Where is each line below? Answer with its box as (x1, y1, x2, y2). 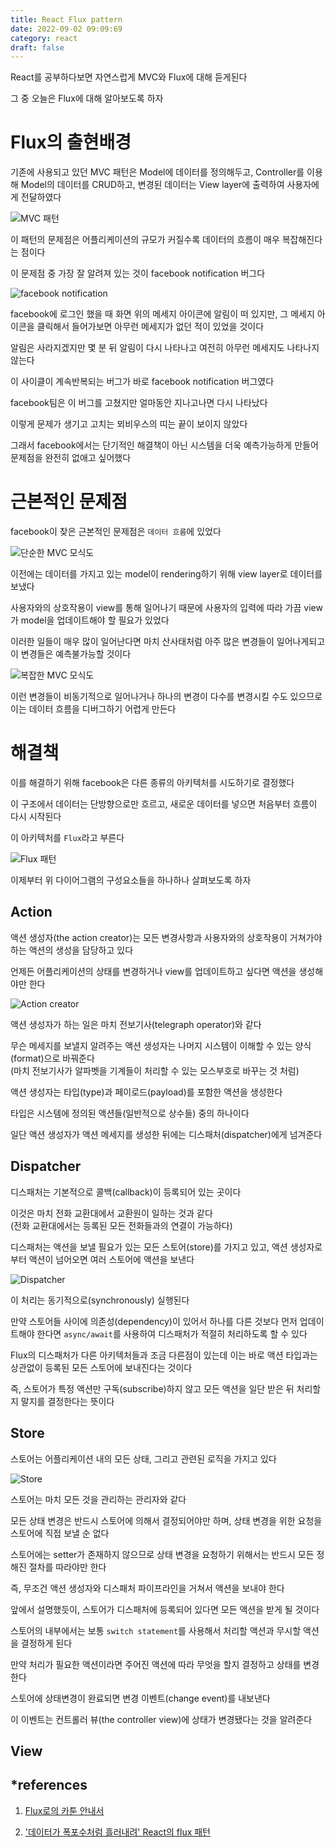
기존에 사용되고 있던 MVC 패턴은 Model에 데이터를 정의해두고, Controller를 (10, 166, 305, 178)
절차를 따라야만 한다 (28, 1561, 107, 1573)
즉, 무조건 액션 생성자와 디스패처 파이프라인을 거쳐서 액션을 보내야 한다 (10, 1582, 285, 1594)
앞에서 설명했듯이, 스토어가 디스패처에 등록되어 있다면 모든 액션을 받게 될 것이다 (10, 1603, 320, 1615)
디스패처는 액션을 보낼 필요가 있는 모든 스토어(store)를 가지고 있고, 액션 (10, 1241, 288, 1253)
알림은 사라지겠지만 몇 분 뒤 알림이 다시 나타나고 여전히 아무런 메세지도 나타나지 (10, 342, 320, 354)
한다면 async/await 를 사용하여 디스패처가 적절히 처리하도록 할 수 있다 (36, 1327, 308, 1340)
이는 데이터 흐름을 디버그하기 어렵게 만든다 (10, 703, 177, 715)
